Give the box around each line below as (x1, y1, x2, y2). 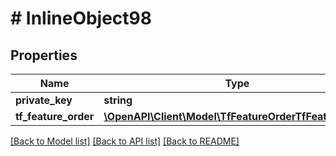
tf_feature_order (15, 110, 95, 123)
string (103, 93, 133, 107)
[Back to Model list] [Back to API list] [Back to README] (10, 135, 240, 147)
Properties (10, 47, 78, 64)
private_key (15, 93, 73, 107)
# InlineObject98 (10, 7, 153, 30)
